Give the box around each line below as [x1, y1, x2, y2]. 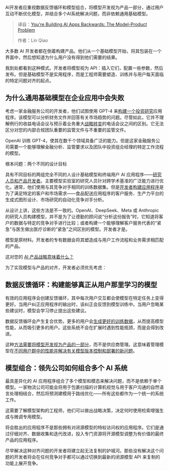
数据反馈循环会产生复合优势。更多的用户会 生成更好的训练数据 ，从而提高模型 [5, 318, 164, 324]
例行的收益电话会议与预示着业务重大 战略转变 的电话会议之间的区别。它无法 [9, 120, 164, 127]
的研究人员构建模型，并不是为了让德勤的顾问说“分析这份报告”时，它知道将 [5, 213, 159, 220]
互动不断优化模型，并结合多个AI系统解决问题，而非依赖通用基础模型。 [5, 11, 151, 17]
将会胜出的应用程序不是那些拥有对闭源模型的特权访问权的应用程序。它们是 [5, 424, 159, 431]
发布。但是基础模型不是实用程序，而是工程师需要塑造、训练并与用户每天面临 [5, 71, 164, 77]
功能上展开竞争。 [5, 460, 41, 466]
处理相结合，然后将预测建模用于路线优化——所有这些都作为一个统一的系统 [9, 391, 164, 397]
